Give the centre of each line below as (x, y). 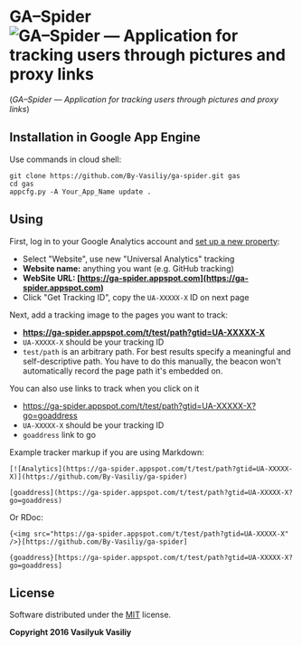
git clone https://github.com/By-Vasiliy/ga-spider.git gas (125, 176)
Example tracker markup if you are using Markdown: (107, 452)
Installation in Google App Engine (105, 138)
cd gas (22, 184)
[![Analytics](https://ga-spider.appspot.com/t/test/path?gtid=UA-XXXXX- (151, 469)
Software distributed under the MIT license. (90, 615)
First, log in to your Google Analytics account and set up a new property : (145, 241)
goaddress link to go (59, 434)
